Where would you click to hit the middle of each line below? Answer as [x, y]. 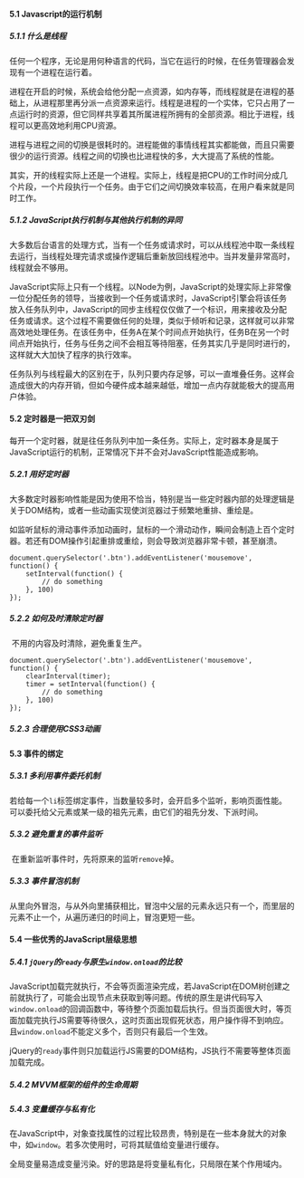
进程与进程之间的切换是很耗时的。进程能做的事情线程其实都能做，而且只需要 [152, 144]
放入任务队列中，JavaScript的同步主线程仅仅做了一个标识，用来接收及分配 [148, 309]
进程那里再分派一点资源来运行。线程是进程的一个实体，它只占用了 [163, 102]
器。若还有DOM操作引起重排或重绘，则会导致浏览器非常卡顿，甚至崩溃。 [146, 541]
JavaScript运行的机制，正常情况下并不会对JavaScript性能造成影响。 [137, 452]
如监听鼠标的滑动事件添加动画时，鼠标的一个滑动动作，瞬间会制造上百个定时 [152, 529]
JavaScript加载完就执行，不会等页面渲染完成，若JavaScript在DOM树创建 [146, 986]
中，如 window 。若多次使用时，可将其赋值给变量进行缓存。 [117, 1144]
